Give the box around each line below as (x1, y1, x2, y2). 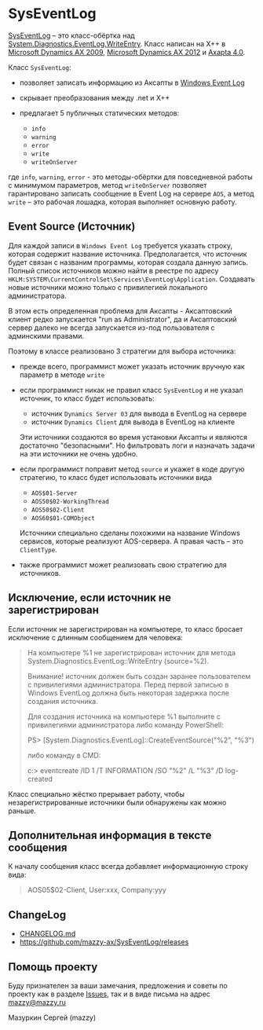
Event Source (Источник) (8, 220, 136, 233)
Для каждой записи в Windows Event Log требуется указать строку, (8, 240, 233, 250)
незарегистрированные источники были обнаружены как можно (8, 797, 227, 807)
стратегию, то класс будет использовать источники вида (19, 472, 212, 482)
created (27, 774, 53, 783)
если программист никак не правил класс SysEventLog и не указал (19, 385, 243, 394)
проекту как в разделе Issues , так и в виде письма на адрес (8, 989, 210, 999)
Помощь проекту (8, 960, 98, 973)
